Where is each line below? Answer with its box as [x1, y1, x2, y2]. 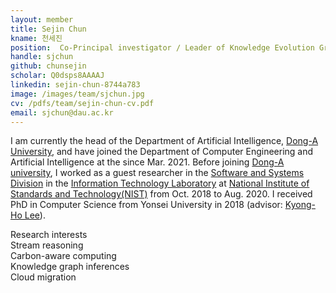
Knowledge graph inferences [10, 261, 130, 273]
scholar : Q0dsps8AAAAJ [10, 71, 105, 81]
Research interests [10, 229, 88, 241]
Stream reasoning [10, 239, 84, 251]
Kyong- [284, 199, 316, 211]
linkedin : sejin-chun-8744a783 [10, 80, 141, 90]
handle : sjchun [10, 52, 74, 62]
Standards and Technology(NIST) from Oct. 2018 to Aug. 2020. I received [10, 188, 313, 200]
